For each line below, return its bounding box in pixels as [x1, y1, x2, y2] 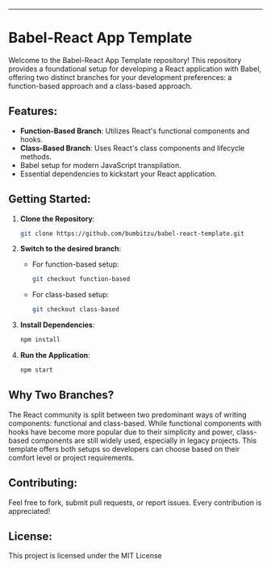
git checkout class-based [31, 305, 119, 313]
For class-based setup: [31, 290, 110, 300]
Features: [8, 104, 58, 118]
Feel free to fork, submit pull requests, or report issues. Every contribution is [8, 498, 262, 507]
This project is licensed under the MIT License [8, 551, 163, 561]
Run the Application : [19, 351, 90, 360]
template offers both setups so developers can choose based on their [8, 444, 240, 453]
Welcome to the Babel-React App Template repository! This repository [8, 55, 242, 65]
